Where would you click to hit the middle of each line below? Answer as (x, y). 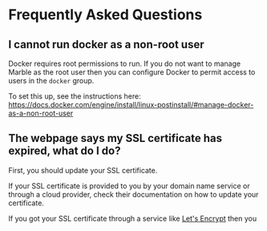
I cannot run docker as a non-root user (106, 45)
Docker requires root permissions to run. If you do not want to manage (125, 63)
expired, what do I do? (65, 151)
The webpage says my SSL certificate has (115, 138)
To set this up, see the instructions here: (75, 96)
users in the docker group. (51, 81)
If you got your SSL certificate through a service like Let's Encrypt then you (133, 218)
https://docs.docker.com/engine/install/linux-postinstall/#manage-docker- (131, 105)
